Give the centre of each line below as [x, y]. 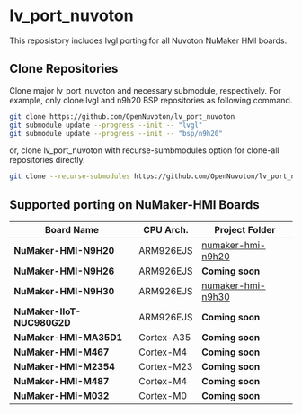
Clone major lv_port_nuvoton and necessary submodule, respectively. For [145, 90]
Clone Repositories [64, 69]
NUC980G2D [42, 323]
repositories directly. [47, 160]
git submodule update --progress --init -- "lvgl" [106, 125]
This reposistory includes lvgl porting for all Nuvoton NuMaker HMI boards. [148, 40]
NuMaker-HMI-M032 [62, 396]
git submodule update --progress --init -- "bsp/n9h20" [116, 133]
